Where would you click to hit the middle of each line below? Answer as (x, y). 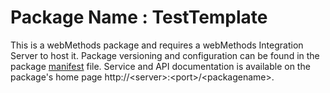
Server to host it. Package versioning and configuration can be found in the (165, 55)
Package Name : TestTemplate (139, 17)
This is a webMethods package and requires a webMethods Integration (157, 45)
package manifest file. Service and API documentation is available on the (160, 66)
